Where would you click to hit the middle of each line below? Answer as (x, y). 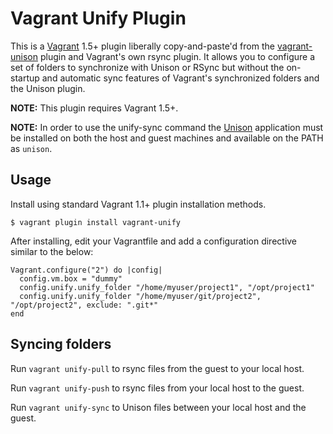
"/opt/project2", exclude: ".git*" (84, 305)
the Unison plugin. (48, 88)
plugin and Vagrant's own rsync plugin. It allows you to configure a (177, 56)
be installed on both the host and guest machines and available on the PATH (167, 138)
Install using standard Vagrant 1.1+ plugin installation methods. (138, 204)
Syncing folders (61, 344)
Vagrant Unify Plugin (98, 18)
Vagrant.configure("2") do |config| (86, 270)
